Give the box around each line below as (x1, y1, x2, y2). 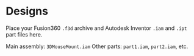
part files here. (5, 30, 43, 38)
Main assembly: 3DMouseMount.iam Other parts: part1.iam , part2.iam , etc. (5, 43, 189, 50)
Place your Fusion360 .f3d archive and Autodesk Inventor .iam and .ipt (5, 24, 187, 32)
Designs (5, 4, 48, 18)
